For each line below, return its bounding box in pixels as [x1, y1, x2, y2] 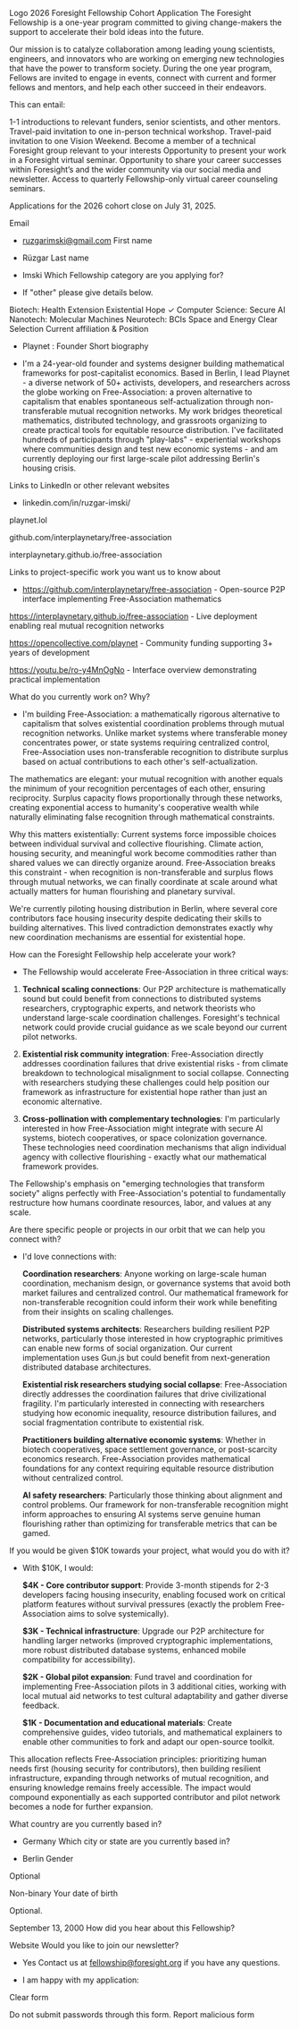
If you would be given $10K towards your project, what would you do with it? [9, 1545, 290, 1556]
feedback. [21, 1700, 60, 1711]
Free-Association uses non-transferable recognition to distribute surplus [21, 747, 288, 757]
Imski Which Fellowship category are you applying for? [21, 270, 224, 280]
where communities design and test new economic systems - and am [21, 444, 278, 454]
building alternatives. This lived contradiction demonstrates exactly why [9, 922, 274, 933]
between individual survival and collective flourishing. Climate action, [9, 838, 264, 849]
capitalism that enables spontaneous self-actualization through [21, 396, 254, 406]
